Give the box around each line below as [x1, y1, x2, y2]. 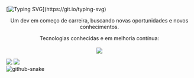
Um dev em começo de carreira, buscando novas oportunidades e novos [10, 17, 189, 24]
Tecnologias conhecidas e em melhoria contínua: [39, 35, 160, 41]
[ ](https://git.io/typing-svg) [6, 6, 106, 12]
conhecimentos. [79, 24, 119, 30]
